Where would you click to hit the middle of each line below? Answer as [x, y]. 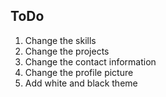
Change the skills [60, 40]
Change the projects [67, 51]
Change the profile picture [79, 72]
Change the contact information [90, 61]
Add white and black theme [81, 83]
